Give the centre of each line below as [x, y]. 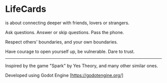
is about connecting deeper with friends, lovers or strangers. [67, 23]
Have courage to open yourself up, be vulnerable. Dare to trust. [70, 51]
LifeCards [26, 9]
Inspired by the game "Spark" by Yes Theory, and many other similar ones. [82, 66]
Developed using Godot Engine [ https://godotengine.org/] [64, 75]
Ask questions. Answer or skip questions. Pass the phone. [65, 32]
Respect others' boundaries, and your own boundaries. [62, 42]
